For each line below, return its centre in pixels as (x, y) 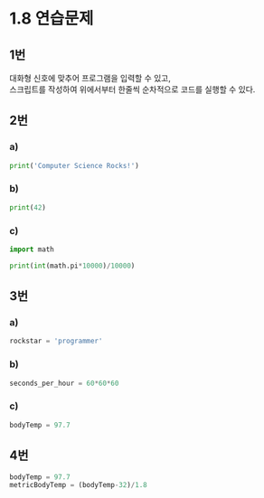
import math (32, 249)
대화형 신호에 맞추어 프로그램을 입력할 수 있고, (90, 78)
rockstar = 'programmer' (56, 341)
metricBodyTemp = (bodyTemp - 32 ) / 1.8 (78, 485)
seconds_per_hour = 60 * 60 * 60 (64, 383)
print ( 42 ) (28, 207)
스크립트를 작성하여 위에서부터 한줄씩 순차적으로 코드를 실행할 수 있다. (132, 89)
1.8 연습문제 (52, 19)
